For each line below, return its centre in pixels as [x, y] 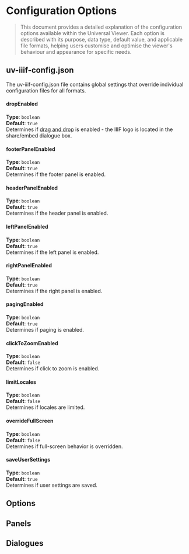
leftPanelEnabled [27, 226]
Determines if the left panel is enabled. [52, 252]
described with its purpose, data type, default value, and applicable [101, 39]
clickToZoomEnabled [32, 343]
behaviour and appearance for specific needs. [76, 51]
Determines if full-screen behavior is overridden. [64, 446]
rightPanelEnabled [29, 266]
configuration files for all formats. [46, 90]
